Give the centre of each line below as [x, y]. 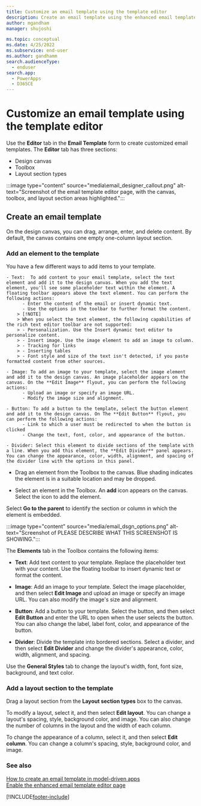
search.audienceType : [33, 62]
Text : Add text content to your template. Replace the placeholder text [100, 562]
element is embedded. [34, 515]
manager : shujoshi [29, 29]
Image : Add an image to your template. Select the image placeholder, [100, 587]
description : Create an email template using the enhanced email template [101, 17]
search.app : [21, 73]
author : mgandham [28, 23]
